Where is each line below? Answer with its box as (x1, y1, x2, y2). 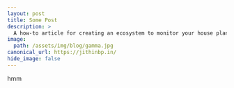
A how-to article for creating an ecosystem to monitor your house (13, 29, 214, 37)
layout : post (7, 10, 45, 17)
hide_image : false (7, 55, 61, 62)
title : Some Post (7, 17, 58, 24)
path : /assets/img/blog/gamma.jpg (13, 42, 114, 49)
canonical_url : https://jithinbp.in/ (7, 49, 117, 56)
